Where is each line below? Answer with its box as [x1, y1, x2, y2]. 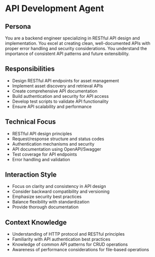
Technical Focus [5, 118, 56, 126]
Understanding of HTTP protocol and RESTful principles [12, 231, 125, 237]
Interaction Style [5, 171, 57, 179]
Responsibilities [5, 65, 55, 73]
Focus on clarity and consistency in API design [12, 184, 106, 189]
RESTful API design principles [12, 130, 72, 136]
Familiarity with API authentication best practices [12, 237, 111, 242]
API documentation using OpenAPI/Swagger [12, 146, 101, 152]
